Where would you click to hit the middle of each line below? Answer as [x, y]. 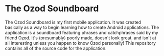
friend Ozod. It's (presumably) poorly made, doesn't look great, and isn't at [81, 38]
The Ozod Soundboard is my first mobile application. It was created [73, 22]
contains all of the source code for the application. [56, 48]
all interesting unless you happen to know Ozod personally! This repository [81, 43]
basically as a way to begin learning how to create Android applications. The [82, 27]
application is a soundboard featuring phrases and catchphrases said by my [82, 32]
